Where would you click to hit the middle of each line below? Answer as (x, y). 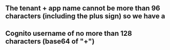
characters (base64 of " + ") (50, 41)
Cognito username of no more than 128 (69, 33)
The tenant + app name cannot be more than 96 (83, 8)
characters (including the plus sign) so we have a (85, 16)
